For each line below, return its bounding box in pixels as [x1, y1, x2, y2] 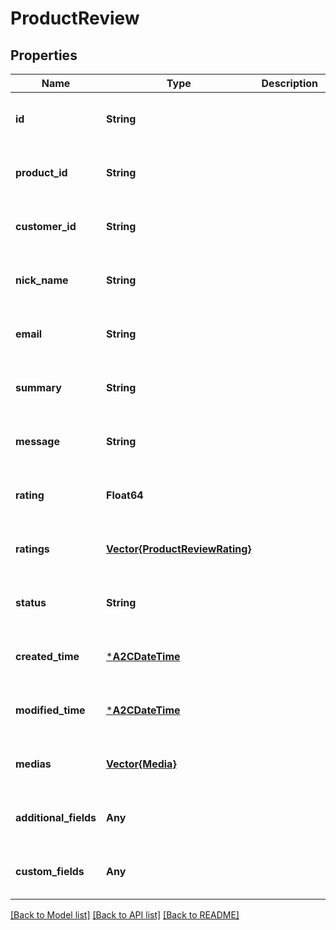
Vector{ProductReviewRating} [106, 542, 252, 556]
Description [261, 77, 318, 90]
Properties [10, 47, 78, 64]
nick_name [15, 273, 69, 287]
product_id [15, 166, 68, 179]
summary [15, 381, 62, 394]
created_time [15, 650, 80, 663]
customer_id [15, 220, 77, 233]
